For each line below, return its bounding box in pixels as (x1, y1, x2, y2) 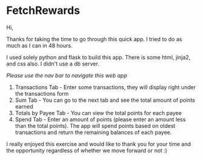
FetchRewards (6, 4, 80, 18)
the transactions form (15, 90, 69, 97)
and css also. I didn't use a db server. (6, 60, 100, 67)
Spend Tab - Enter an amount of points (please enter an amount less (15, 116, 186, 123)
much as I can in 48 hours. (6, 42, 73, 49)
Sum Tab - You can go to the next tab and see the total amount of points (15, 96, 195, 104)
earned (15, 102, 33, 110)
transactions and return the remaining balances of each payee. (15, 128, 172, 136)
